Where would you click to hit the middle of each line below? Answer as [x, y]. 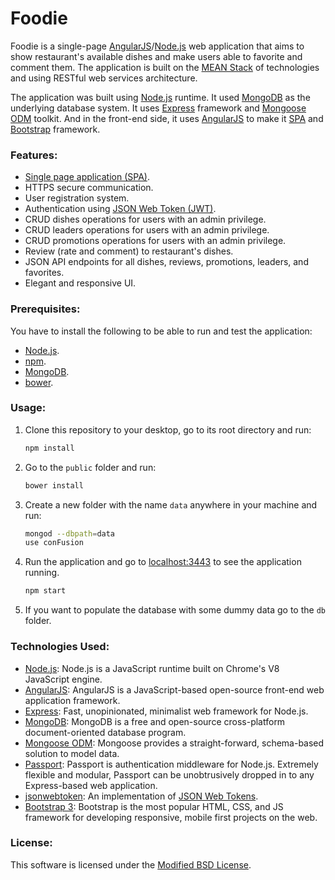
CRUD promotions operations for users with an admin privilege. [155, 241]
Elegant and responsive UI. [80, 283]
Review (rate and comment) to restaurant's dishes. [129, 251]
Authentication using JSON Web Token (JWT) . [120, 209]
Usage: [28, 408]
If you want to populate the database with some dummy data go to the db [175, 610]
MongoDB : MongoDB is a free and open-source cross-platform [155, 721]
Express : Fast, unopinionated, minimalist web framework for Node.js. [166, 711]
